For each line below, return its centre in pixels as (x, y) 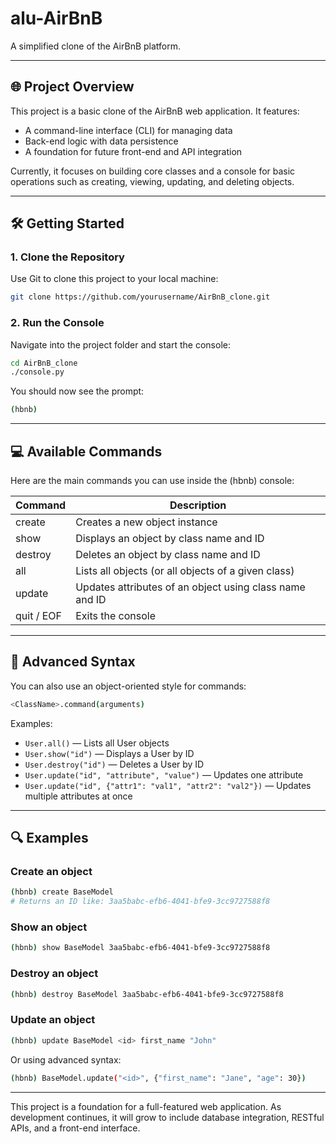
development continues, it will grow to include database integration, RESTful (167, 1117)
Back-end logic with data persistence (101, 141)
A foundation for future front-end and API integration (133, 151)
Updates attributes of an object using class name (190, 587)
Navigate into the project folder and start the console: (120, 344)
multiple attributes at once (78, 796)
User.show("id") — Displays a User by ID (109, 753)
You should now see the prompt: (77, 391)
